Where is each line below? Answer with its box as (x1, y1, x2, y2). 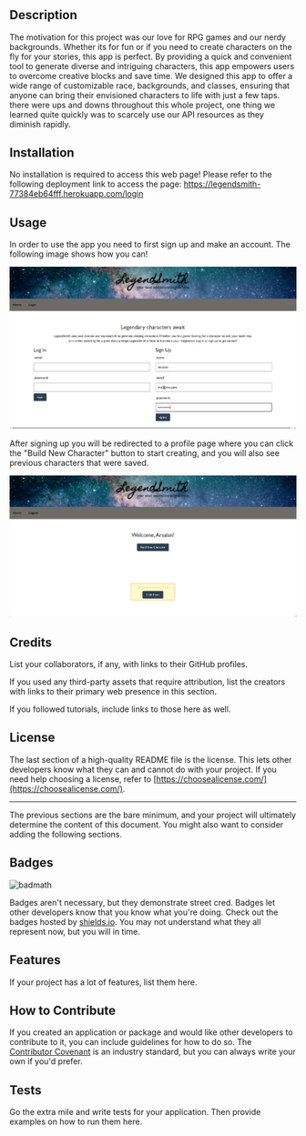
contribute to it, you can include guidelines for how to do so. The (9, 1037, 252, 1048)
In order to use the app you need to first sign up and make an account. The (9, 239, 291, 250)
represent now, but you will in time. (9, 926, 141, 937)
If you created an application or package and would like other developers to (9, 1027, 293, 1038)
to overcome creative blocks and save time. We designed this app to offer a (9, 70, 293, 81)
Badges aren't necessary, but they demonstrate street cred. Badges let (9, 897, 276, 908)
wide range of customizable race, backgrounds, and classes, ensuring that (9, 80, 290, 91)
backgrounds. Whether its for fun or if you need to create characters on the (9, 41, 293, 52)
